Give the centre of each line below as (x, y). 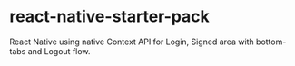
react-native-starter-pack (110, 17)
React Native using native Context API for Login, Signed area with (132, 42)
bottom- (271, 42)
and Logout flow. (59, 51)
